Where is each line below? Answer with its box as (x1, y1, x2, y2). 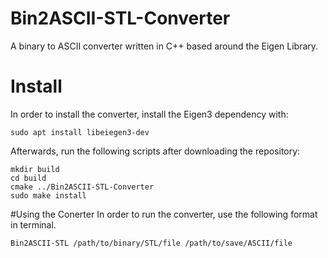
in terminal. (10, 218, 57, 231)
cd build (10, 173, 47, 183)
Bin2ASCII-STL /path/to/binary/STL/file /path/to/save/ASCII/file (10, 238, 293, 248)
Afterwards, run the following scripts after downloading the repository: (10, 145, 301, 157)
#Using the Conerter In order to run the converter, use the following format (10, 208, 318, 220)
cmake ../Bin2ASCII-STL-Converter (10, 182, 155, 192)
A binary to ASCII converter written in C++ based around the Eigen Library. (10, 40, 319, 52)
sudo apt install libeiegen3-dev (10, 127, 150, 137)
